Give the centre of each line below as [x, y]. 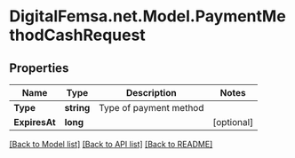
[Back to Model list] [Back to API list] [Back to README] [111, 144]
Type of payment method [151, 108]
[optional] [233, 122]
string [77, 108]
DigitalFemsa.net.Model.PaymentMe [147, 16]
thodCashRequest [78, 35]
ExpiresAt [35, 122]
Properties [39, 68]
